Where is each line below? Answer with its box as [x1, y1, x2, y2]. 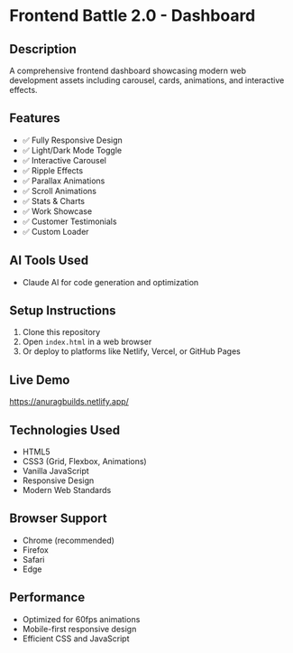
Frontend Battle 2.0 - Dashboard [9, 5, 256, 26]
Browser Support [9, 511, 108, 527]
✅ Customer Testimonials [22, 216, 117, 227]
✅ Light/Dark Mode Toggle [22, 145, 123, 155]
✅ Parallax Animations [22, 175, 105, 186]
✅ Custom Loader [22, 226, 89, 237]
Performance [9, 590, 86, 605]
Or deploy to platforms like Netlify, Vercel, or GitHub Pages [22, 346, 241, 357]
